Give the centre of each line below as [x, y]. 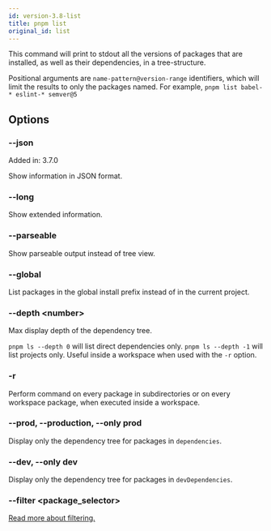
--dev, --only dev [43, 461]
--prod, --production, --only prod [75, 423]
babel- [252, 88]
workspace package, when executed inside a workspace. [104, 402]
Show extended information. [55, 215]
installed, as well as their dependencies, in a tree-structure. [107, 62]
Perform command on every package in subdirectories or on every [119, 393]
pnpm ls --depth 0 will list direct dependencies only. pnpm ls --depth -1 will [135, 346]
